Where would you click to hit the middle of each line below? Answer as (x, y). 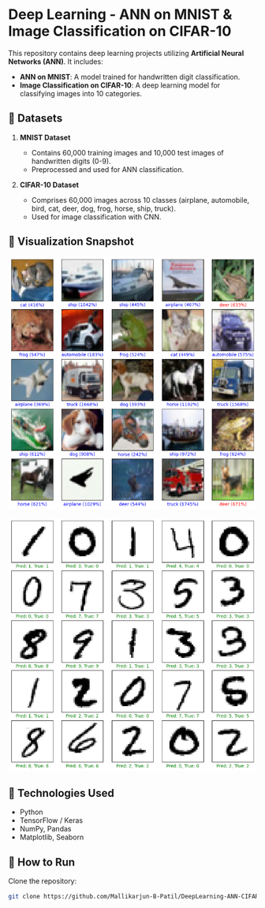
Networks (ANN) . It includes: (56, 62)
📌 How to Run (42, 862)
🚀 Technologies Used (61, 793)
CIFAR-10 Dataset (49, 185)
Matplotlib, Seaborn (52, 837)
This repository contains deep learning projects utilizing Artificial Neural (126, 53)
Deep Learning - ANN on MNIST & (120, 15)
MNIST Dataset (45, 137)
